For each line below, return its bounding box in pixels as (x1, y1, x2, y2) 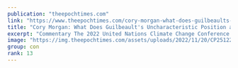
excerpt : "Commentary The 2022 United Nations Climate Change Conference (7, 30, 230, 38)
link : (7, 17, 23, 24)
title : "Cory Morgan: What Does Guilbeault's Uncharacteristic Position (7, 23, 227, 30)
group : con (7, 43, 40, 50)
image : (7, 37, 27, 44)
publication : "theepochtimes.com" (7, 10, 110, 18)
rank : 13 (7, 50, 33, 57)
